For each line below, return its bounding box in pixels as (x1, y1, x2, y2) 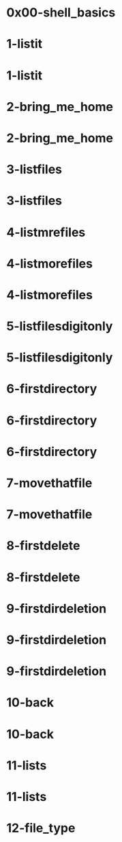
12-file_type (6, 821, 76, 836)
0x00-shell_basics (6, 5, 116, 21)
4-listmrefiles (6, 224, 86, 240)
